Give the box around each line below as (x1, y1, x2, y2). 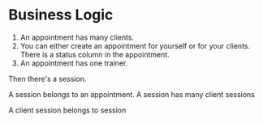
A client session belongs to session (8, 105, 127, 115)
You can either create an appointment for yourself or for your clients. (19, 40, 250, 50)
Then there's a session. (8, 74, 87, 83)
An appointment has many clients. (19, 32, 135, 42)
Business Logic (8, 6, 114, 24)
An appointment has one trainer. (19, 58, 128, 68)
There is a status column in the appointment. (19, 49, 170, 59)
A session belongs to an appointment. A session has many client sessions (8, 89, 256, 99)
